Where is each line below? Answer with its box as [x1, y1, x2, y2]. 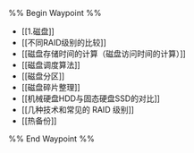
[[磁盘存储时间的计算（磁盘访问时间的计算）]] [21, 48, 187, 59]
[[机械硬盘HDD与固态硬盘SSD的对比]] [21, 93, 160, 104]
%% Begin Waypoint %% [8, 8, 102, 18]
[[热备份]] [21, 115, 57, 126]
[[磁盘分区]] [21, 71, 65, 81]
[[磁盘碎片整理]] [21, 82, 81, 92]
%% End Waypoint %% [8, 133, 95, 144]
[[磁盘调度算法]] [21, 60, 81, 70]
